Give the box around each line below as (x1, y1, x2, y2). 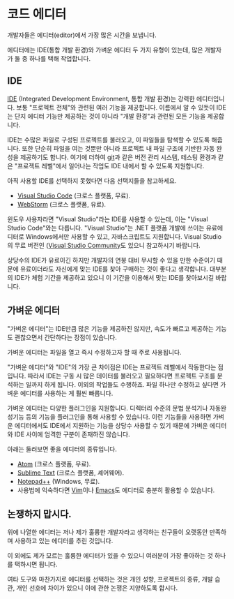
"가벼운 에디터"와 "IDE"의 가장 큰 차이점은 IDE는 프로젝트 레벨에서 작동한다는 (7, 362, 217, 371)
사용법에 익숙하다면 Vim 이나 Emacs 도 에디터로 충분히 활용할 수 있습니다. (17, 486, 215, 494)
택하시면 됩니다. (14, 560, 58, 569)
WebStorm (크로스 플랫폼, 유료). (17, 200, 107, 208)
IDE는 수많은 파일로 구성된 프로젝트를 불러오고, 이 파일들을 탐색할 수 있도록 (7, 135, 210, 144)
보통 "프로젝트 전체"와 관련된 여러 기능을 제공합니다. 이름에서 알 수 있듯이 (16, 103, 215, 112)
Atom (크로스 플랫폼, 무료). (17, 459, 91, 468)
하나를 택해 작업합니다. (29, 54, 91, 63)
